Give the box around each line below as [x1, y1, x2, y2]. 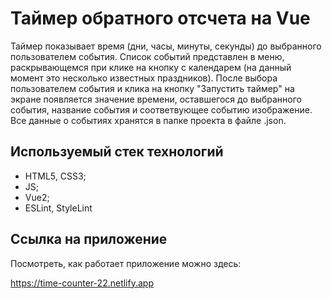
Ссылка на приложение [10, 231, 168, 248]
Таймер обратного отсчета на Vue [10, 7, 311, 30]
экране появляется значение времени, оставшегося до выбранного [10, 93, 302, 105]
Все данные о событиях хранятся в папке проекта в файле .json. [10, 114, 287, 126]
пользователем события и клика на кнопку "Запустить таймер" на [10, 82, 295, 94]
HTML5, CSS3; [24, 170, 87, 182]
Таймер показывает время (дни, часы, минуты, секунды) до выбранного [10, 40, 322, 52]
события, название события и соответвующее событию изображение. [10, 103, 313, 116]
